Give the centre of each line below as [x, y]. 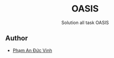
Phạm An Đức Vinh [32, 50]
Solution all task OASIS [85, 22]
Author [16, 38]
